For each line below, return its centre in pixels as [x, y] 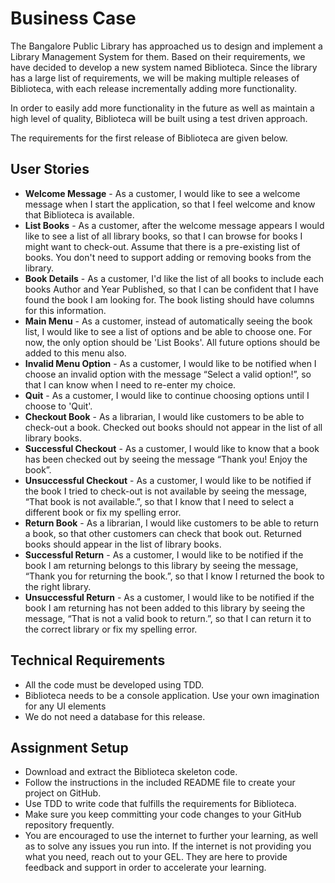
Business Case [73, 18]
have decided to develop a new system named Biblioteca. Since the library [164, 67]
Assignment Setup [69, 747]
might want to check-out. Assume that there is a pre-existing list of [162, 246]
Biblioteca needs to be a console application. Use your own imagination [172, 695]
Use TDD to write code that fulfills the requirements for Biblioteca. [160, 804]
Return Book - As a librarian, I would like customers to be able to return [172, 523]
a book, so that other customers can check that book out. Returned [163, 533]
